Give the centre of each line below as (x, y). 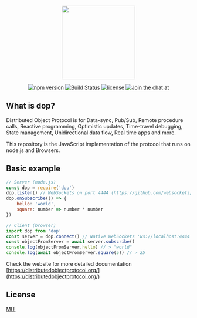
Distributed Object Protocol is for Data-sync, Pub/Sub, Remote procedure (95, 120)
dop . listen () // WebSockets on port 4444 (57, 193)
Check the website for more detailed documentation (69, 264)
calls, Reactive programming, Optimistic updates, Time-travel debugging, (94, 126)
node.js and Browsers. (33, 150)
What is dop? (31, 106)
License (21, 295)
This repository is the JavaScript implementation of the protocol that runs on (98, 144)
